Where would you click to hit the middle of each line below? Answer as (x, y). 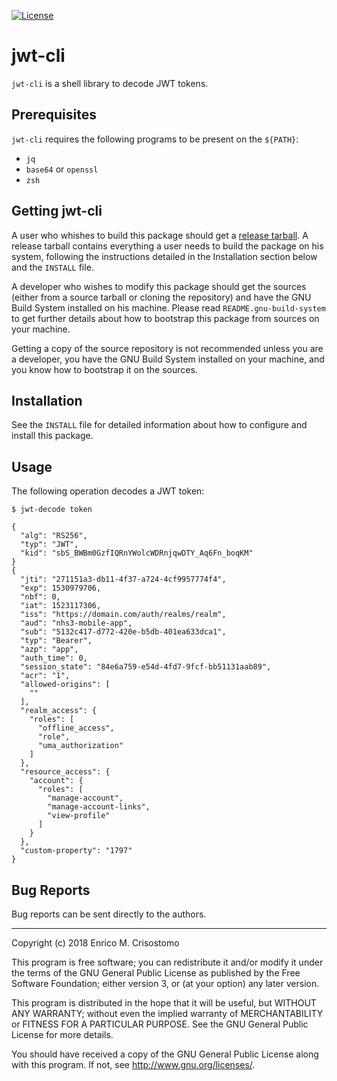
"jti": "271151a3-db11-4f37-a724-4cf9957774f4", (123, 580)
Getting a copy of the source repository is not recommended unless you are (167, 348)
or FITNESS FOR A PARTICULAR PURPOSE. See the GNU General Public (160, 1024)
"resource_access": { (65, 772)
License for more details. (62, 1034)
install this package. (52, 436)
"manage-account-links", (99, 807)
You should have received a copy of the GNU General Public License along (165, 1054)
